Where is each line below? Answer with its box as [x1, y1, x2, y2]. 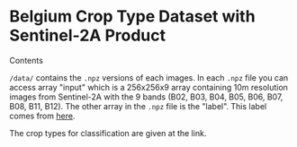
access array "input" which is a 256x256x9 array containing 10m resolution [9, 82, 288, 92]
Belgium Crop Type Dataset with [9, 6, 256, 27]
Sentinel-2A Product [9, 25, 166, 46]
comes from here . [9, 110, 76, 121]
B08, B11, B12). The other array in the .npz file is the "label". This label [9, 100, 267, 111]
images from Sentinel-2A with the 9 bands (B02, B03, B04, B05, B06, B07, [9, 91, 283, 102]
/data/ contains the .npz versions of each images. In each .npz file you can [9, 72, 289, 82]
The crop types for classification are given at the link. [9, 127, 207, 138]
